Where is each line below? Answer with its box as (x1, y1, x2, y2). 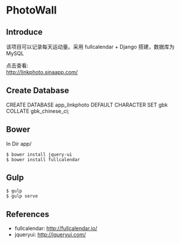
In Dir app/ (6, 140, 32, 147)
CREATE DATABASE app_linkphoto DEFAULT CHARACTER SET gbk (6, 101, 168, 108)
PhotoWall (6, 4, 57, 17)
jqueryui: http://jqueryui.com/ (14, 231, 86, 238)
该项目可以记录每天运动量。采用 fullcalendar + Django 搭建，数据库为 (6, 44, 175, 50)
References (6, 209, 49, 219)
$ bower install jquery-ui (6, 151, 72, 158)
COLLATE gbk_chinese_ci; (6, 107, 69, 115)
